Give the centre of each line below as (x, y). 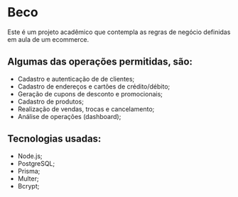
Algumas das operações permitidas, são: (100, 62)
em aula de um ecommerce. (48, 39)
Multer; (28, 179)
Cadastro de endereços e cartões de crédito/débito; (94, 86)
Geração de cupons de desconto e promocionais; (90, 94)
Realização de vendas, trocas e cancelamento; (86, 109)
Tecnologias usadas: (54, 139)
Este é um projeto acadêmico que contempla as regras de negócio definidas (119, 32)
